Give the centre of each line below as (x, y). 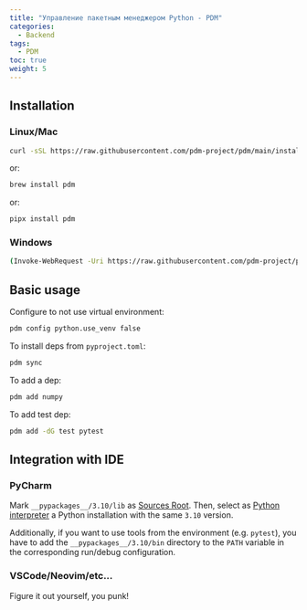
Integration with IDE (67, 460)
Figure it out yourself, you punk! (69, 595)
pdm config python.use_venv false (75, 329)
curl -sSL (28, 151)
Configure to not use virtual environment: (87, 312)
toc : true (28, 60)
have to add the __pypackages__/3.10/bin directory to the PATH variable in (147, 542)
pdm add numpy (37, 397)
